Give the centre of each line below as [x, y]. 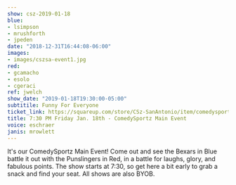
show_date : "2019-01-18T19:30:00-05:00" [67, 99]
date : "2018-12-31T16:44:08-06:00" [59, 46]
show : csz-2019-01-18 [39, 14]
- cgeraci [22, 86]
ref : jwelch [25, 92]
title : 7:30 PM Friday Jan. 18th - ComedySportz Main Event [97, 118]
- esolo [19, 79]
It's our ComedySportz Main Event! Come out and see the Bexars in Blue [112, 151]
